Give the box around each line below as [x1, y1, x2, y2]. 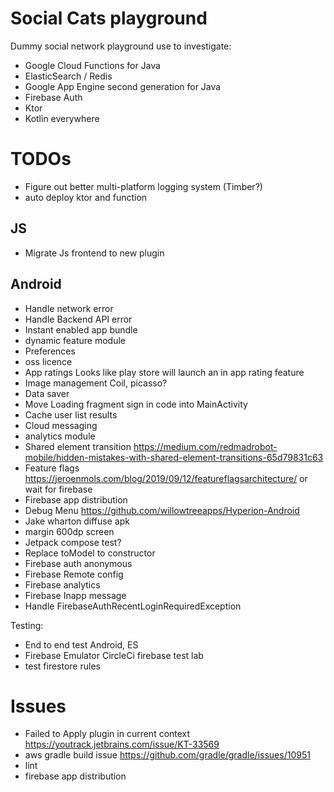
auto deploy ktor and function [24, 191, 148, 203]
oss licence [24, 355, 73, 367]
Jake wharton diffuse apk [24, 515, 130, 527]
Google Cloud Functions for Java [24, 59, 161, 71]
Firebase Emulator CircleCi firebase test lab [24, 649, 204, 661]
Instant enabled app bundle [24, 323, 138, 336]
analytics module [24, 430, 96, 442]
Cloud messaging [24, 419, 98, 431]
